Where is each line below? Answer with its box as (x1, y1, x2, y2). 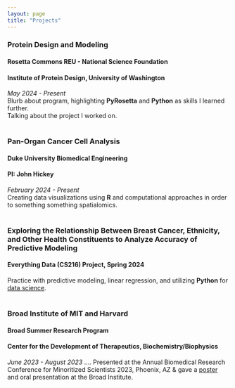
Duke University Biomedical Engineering (7, 154, 128, 162)
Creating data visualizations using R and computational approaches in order (7, 193, 227, 201)
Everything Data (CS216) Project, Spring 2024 (7, 261, 145, 269)
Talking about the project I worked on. (7, 112, 118, 120)
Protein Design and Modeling (7, 40, 109, 50)
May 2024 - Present (7, 89, 66, 98)
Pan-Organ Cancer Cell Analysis (7, 136, 120, 146)
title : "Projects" (7, 17, 61, 24)
